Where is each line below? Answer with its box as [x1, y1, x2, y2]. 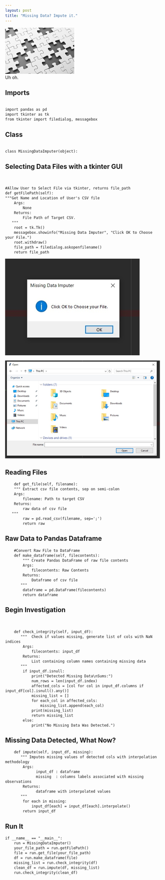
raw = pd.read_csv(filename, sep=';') [23, 516, 102, 521]
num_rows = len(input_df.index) [31, 678, 98, 684]
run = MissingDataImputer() [14, 841, 71, 846]
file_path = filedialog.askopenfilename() [14, 245, 102, 250]
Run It [5, 822, 24, 830]
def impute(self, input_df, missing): [14, 750, 93, 755]
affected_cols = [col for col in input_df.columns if [31, 683, 144, 689]
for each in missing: [23, 799, 67, 804]
